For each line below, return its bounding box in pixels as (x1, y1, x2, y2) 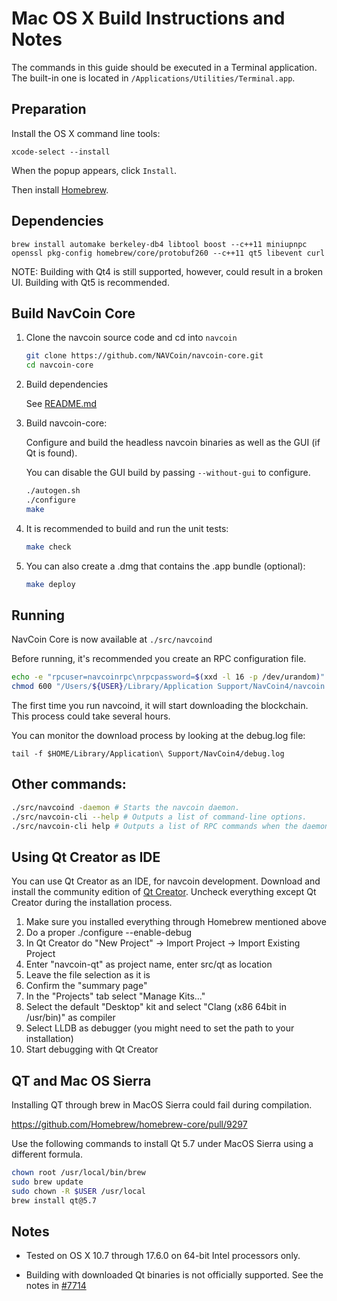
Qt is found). (25, 447, 78, 459)
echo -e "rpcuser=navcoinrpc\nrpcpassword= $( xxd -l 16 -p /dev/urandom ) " (11, 672, 326, 682)
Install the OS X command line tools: (11, 127, 161, 139)
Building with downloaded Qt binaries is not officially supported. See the (25, 1269, 324, 1281)
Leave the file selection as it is (25, 969, 151, 981)
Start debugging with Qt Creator (25, 1043, 159, 1056)
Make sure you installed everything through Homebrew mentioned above (25, 916, 327, 928)
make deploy (25, 579, 76, 589)
